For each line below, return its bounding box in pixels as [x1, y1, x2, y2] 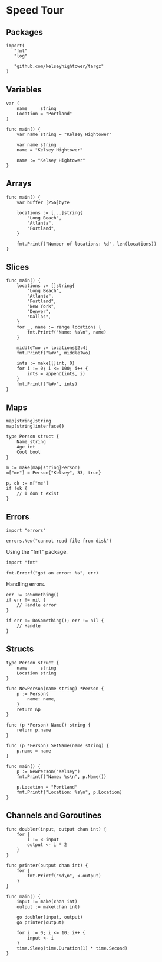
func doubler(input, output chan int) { [6, 826, 107, 832]
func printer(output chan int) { [6, 862, 88, 869]
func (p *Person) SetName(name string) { [6, 743, 110, 748]
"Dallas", [27, 314, 51, 320]
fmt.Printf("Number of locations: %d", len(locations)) [16, 241, 157, 247]
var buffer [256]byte [16, 199, 70, 205]
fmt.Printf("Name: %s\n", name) [27, 330, 107, 335]
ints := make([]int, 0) [16, 360, 75, 367]
